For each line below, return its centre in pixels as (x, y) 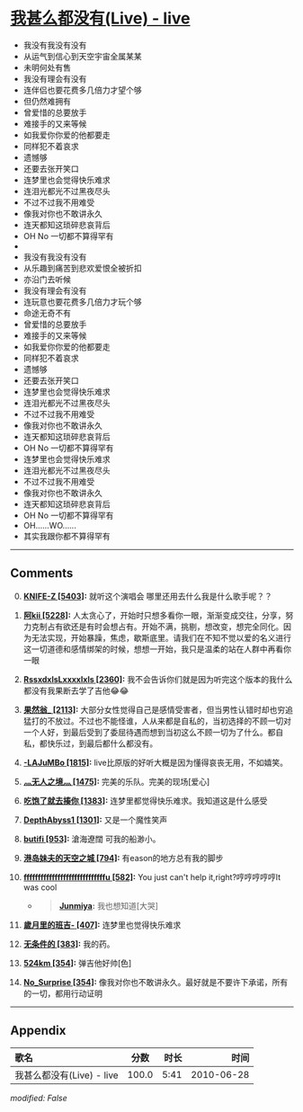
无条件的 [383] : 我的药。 (69, 944)
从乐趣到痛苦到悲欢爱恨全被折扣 (82, 268)
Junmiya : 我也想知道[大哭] (108, 905)
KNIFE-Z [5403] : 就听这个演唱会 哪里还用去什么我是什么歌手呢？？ (148, 596)
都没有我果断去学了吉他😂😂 (76, 690)
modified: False (39, 1098)
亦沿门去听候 (47, 279)
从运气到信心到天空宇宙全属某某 (82, 56)
